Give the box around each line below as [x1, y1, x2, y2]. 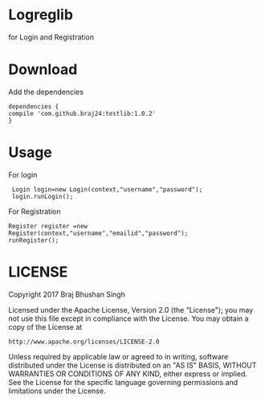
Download [8, 60, 78, 79]
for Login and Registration [8, 32, 95, 42]
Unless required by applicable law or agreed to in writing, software [8, 351, 229, 361]
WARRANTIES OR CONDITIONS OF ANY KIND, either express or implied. [8, 368, 247, 379]
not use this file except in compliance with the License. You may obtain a [8, 314, 249, 323]
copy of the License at [8, 322, 83, 331]
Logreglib [8, 6, 74, 24]
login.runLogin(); [11, 192, 74, 200]
